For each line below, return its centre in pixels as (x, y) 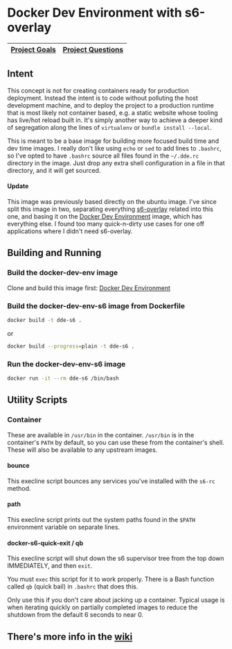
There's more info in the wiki (70, 637)
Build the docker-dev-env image (63, 273)
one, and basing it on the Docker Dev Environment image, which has (105, 216)
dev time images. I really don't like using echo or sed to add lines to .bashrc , (114, 148)
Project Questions (93, 49)
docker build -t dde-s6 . (44, 320)
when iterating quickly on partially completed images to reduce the (102, 607)
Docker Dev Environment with (95, 13)
